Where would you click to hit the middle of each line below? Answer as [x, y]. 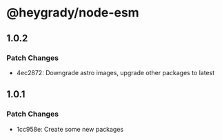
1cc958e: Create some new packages [70, 129]
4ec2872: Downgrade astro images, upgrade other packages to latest [115, 72]
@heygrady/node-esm [73, 13]
